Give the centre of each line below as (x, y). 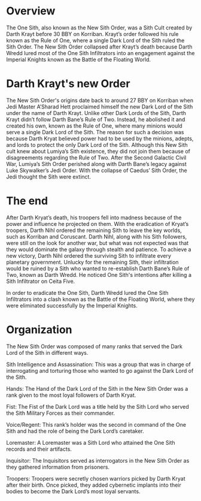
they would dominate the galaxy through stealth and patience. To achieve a (99, 249)
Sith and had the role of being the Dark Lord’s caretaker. (75, 431)
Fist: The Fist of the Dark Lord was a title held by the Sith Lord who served (98, 406)
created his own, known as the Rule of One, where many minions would (94, 126)
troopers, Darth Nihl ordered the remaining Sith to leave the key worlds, (94, 230)
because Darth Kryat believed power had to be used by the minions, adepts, (100, 138)
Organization (39, 330)
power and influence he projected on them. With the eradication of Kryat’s (98, 224)
